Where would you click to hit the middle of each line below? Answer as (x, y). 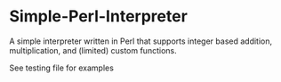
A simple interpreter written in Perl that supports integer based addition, (141, 41)
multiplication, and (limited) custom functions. (93, 50)
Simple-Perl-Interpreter (99, 16)
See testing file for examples (61, 68)
